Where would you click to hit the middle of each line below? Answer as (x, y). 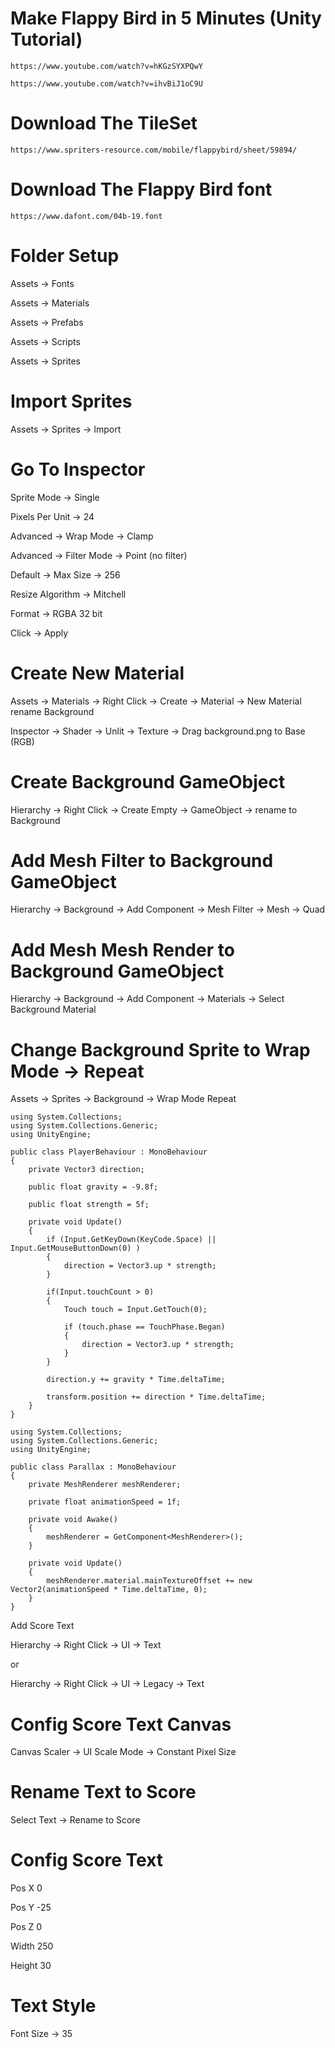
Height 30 (31, 1966)
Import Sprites (71, 401)
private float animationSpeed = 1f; (105, 1502)
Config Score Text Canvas (121, 1724)
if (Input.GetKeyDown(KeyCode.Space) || (131, 1240)
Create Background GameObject (148, 781)
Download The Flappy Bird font (141, 189)
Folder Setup (65, 256)
